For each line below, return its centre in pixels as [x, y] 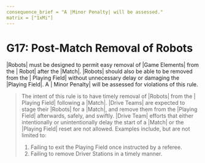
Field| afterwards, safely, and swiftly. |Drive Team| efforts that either [107, 116]
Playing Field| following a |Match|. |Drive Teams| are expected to [103, 103]
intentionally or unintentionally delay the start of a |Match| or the [102, 123]
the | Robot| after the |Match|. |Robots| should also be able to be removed [100, 72]
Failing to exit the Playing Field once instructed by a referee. [106, 147]
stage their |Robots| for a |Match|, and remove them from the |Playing [109, 109]
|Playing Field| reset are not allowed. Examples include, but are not [106, 129]
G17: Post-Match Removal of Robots [100, 48]
